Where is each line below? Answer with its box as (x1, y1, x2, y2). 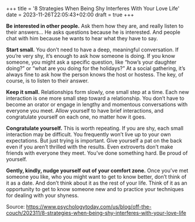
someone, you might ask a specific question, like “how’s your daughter (6, 58, 177, 65)
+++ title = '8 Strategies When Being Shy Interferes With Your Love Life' (6, 5, 180, 12)
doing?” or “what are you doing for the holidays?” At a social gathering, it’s (6, 65, 186, 72)
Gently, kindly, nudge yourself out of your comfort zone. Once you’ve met (6, 167, 189, 174)
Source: (6, 203, 25, 210)
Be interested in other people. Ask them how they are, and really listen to (6, 23, 184, 29)
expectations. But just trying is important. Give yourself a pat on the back (6, 137, 183, 144)
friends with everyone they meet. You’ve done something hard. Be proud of (6, 150, 188, 157)
